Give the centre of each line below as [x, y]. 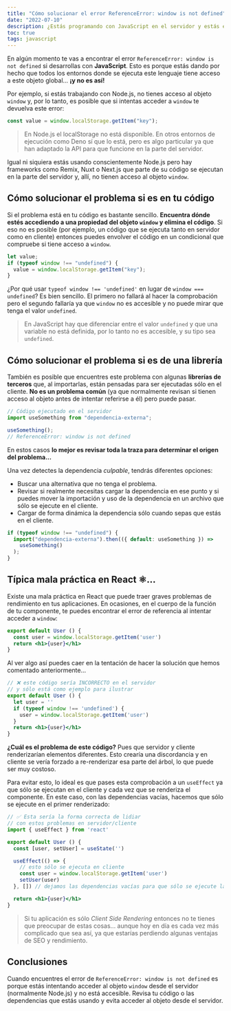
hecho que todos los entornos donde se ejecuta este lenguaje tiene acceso [114, 74]
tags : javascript [32, 39]
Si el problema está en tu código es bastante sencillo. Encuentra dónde [109, 214]
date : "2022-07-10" [35, 20]
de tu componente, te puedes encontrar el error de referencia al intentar [109, 611]
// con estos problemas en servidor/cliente [72, 823]
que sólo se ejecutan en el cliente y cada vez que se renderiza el [99, 790]
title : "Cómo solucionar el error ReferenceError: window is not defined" [117, 13]
